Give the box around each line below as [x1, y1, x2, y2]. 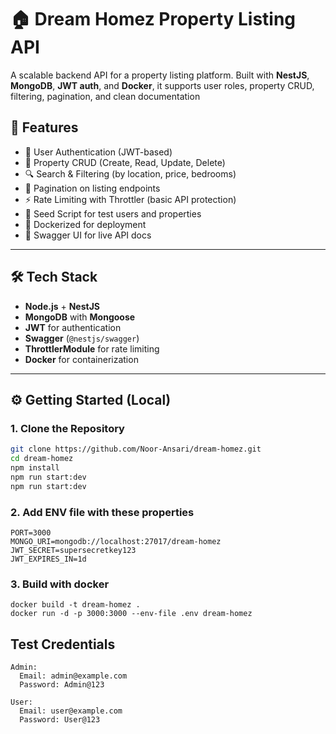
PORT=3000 [10, 527, 52, 538]
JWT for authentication [24, 321, 122, 333]
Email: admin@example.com [19, 671, 128, 681]
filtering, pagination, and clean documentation [10, 90, 201, 102]
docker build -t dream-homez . [10, 600, 141, 610]
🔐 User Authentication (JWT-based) [24, 146, 173, 158]
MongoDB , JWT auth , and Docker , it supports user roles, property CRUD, [10, 79, 315, 91]
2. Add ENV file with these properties [10, 505, 195, 519]
